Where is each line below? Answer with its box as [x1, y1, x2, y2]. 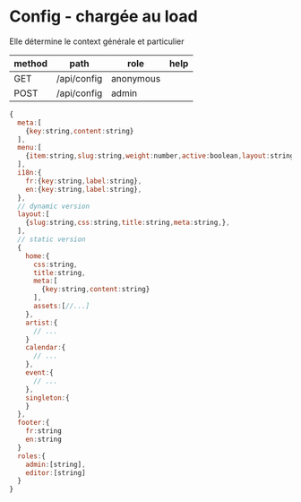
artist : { [25, 318, 58, 327]
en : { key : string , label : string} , [25, 185, 142, 194]
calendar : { [25, 343, 66, 352]
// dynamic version [17, 202, 90, 211]
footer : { [17, 419, 50, 428]
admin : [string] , [25, 460, 87, 469]
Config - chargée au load [9, 6, 199, 27]
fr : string [25, 427, 63, 436]
